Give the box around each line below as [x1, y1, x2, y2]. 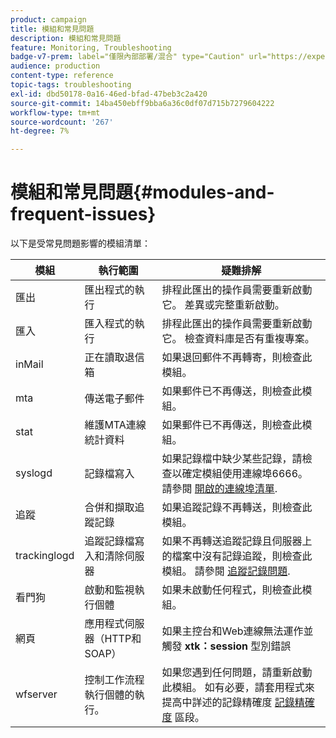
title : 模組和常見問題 [10, 24, 95, 34]
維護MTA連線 [84, 418, 147, 432]
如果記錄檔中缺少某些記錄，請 [161, 452, 303, 466]
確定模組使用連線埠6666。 [181, 467, 309, 481]
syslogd [15, 466, 53, 480]
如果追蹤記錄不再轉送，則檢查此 [161, 501, 313, 515]
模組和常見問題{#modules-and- [10, 181, 275, 204]
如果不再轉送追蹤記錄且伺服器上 [161, 534, 313, 548]
